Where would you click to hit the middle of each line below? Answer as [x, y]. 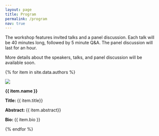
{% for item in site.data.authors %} [40, 72]
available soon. [20, 63]
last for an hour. [21, 48]
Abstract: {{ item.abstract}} [33, 110]
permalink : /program [26, 19]
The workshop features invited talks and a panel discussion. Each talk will [80, 37]
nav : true [15, 23]
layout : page [18, 10]
